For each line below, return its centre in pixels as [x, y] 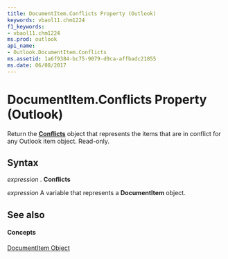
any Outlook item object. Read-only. [58, 141]
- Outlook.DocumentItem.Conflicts [57, 53]
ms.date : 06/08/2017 [37, 65]
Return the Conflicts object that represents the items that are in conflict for [114, 133]
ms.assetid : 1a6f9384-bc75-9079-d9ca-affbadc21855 [82, 59]
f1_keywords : [26, 26]
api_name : [21, 46]
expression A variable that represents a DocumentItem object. [96, 193]
